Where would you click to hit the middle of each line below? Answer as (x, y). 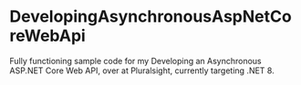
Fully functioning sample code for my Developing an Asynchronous (135, 61)
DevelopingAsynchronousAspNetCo (150, 17)
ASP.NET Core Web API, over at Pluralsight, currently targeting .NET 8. (142, 71)
